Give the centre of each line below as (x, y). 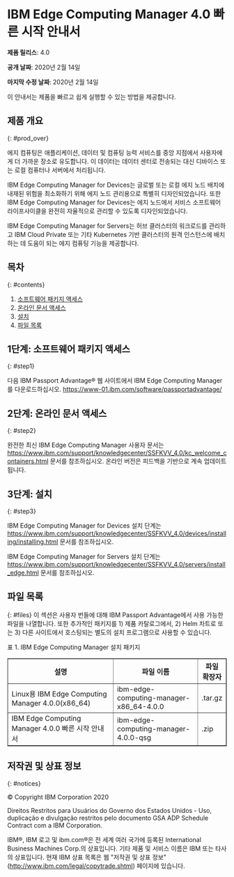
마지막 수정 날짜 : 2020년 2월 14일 (53, 82)
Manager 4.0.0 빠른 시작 (50, 728)
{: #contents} (26, 284)
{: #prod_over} (28, 138)
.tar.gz (212, 698)
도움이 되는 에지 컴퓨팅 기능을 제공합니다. (83, 243)
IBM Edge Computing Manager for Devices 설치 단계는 (84, 526)
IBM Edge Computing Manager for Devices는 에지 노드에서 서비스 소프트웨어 (114, 202)
